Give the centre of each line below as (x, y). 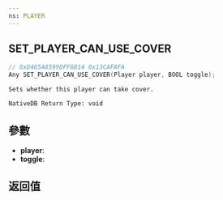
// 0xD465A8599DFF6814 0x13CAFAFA (67, 67)
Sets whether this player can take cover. (81, 90)
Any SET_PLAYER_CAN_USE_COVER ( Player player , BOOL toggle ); (112, 75)
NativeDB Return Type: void (56, 104)
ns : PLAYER (27, 16)
